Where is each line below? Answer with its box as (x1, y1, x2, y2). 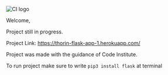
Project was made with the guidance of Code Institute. (6, 51, 138, 58)
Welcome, (6, 17, 31, 23)
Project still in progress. (6, 28, 63, 35)
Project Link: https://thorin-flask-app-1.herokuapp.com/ (6, 40, 141, 46)
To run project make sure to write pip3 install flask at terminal (6, 62, 163, 69)
